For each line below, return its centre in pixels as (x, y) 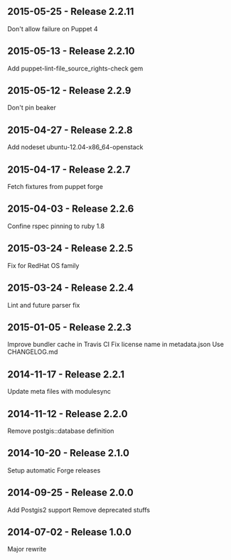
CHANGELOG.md (33, 352)
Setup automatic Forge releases (54, 470)
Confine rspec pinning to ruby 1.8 (56, 226)
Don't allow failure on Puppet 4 (53, 28)
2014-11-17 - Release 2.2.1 (66, 374)
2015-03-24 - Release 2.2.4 (70, 288)
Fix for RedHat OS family (43, 265)
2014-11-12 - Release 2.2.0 (68, 414)
